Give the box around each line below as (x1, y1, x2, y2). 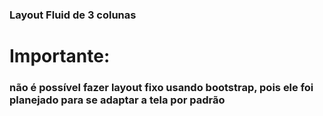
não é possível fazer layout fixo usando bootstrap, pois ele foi (9, 81, 314, 95)
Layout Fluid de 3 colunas (9, 8, 137, 22)
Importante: (9, 45, 111, 68)
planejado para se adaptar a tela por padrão (9, 93, 226, 107)
